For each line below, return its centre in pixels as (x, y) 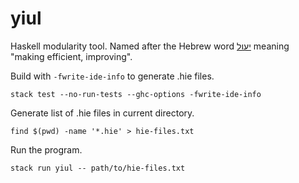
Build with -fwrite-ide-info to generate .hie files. (112, 76)
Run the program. (46, 149)
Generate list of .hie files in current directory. (102, 113)
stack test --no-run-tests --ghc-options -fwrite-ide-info (136, 94)
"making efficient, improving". (71, 56)
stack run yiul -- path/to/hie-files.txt (98, 168)
